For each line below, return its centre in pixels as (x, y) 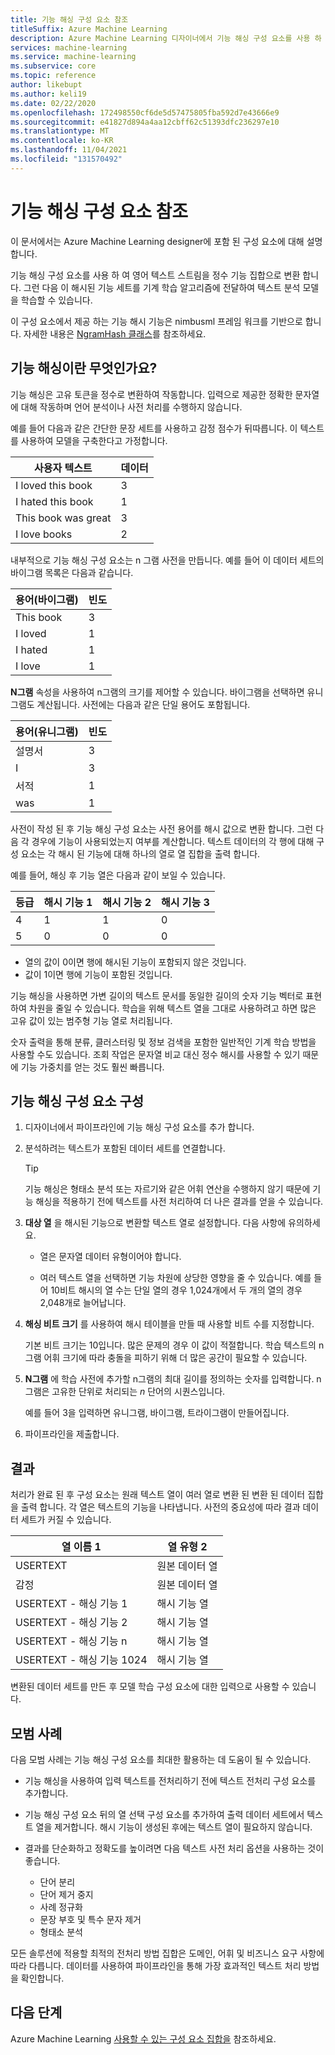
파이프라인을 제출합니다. (72, 1434)
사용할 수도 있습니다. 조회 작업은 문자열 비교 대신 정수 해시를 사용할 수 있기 (155, 1054)
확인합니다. (42, 1978)
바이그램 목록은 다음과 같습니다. (72, 572)
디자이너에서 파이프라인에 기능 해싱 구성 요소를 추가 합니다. (139, 1127)
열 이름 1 (81, 1547)
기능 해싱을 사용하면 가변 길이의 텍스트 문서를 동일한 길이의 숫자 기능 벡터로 (157, 995)
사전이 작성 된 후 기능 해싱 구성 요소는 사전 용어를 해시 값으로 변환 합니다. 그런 (162, 828)
